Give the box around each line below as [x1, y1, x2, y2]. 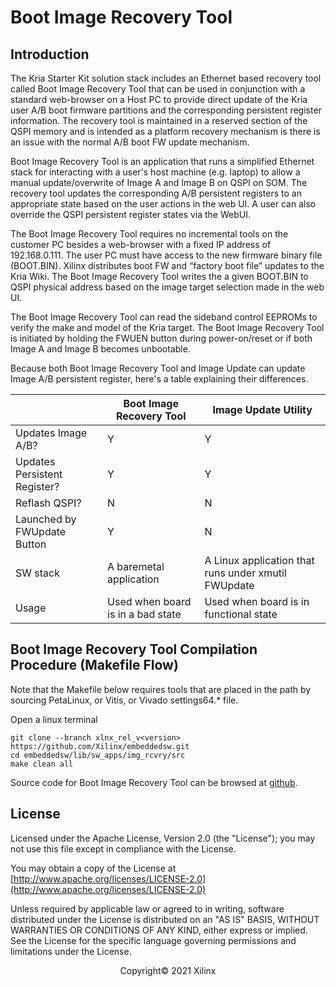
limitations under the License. [10, 945, 132, 957]
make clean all [10, 759, 74, 769]
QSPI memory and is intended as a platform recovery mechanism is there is [10, 126, 321, 137]
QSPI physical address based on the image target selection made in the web [10, 281, 325, 293]
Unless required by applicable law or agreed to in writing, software [10, 902, 285, 915]
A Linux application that [204, 554, 315, 567]
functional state [204, 607, 278, 621]
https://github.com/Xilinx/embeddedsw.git [10, 741, 190, 751]
